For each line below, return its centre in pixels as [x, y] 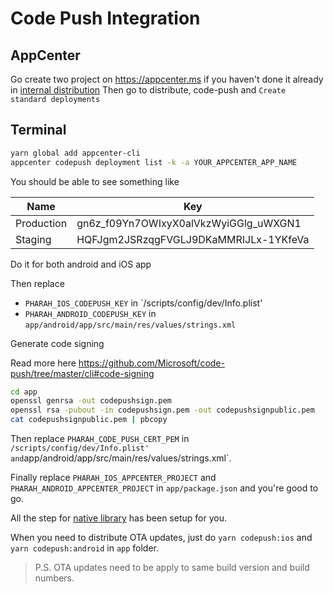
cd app [24, 392]
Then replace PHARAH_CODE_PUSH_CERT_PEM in [100, 439]
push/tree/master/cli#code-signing [82, 373]
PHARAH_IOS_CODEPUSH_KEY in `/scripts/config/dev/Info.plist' [143, 303]
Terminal [38, 130]
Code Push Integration [105, 18]
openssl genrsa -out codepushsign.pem [91, 401]
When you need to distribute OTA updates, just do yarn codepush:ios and [161, 538]
